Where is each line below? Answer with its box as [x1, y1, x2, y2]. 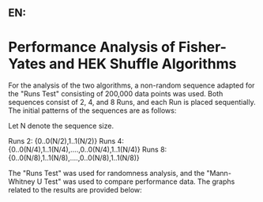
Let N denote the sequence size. [8, 122, 115, 131]
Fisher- [178, 38, 227, 56]
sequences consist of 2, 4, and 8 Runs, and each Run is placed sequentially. [8, 98, 256, 107]
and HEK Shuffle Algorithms [48, 54, 237, 73]
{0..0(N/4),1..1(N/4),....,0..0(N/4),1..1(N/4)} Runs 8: [8, 145, 167, 155]
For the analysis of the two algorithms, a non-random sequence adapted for [8, 80, 255, 90]
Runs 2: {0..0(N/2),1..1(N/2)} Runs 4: [8, 137, 125, 146]
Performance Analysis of [8, 38, 176, 56]
